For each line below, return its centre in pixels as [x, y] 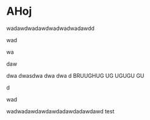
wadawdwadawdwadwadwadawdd [50, 28]
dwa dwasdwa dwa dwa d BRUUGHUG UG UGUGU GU [75, 75]
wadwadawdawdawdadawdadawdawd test [60, 111]
